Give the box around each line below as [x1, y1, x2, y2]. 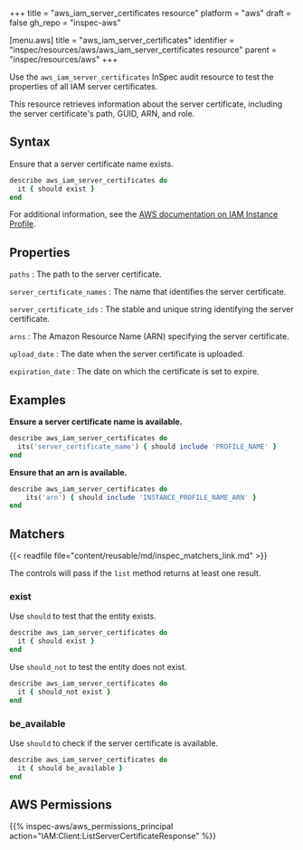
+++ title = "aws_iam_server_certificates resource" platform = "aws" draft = [9, 8, 292, 18]
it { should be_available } [17, 763, 124, 772]
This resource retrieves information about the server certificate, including [9, 99, 283, 109]
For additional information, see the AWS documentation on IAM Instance [9, 209, 279, 220]
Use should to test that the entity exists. [9, 610, 156, 622]
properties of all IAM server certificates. [9, 81, 158, 91]
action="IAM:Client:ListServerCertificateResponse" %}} [9, 831, 217, 842]
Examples [9, 392, 66, 408]
